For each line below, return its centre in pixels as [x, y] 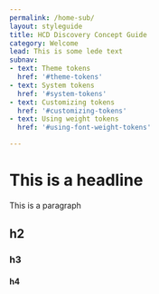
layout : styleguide [46, 26]
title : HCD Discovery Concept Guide [78, 34]
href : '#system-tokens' [62, 93]
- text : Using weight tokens [64, 119]
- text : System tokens [52, 85]
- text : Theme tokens [50, 69]
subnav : [24, 60]
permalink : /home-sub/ [52, 18]
